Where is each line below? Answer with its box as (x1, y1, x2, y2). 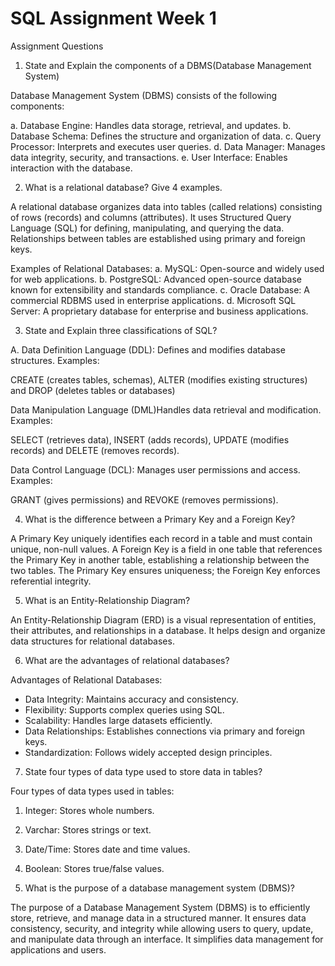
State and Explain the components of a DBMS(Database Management (24, 59, 312, 71)
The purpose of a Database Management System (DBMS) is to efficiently (10, 901, 311, 913)
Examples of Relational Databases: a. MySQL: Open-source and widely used (10, 262, 325, 274)
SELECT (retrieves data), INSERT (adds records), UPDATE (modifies (10, 433, 290, 446)
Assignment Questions (10, 40, 104, 52)
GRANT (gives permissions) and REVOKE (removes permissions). (10, 493, 279, 506)
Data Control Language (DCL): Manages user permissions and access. (10, 463, 301, 476)
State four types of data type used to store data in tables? (24, 765, 263, 777)
